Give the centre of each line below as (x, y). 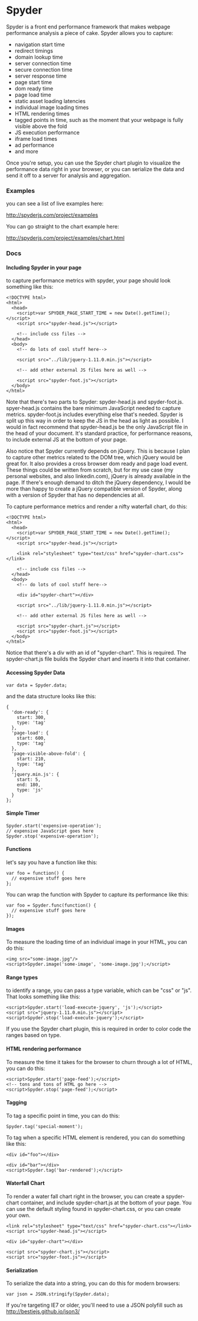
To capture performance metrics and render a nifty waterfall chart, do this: (97, 507)
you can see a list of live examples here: (55, 204)
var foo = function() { (35, 873)
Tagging (17, 1103)
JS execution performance (47, 132)
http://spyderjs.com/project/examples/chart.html (66, 238)
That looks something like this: (43, 997)
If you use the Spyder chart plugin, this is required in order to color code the (98, 1029)
